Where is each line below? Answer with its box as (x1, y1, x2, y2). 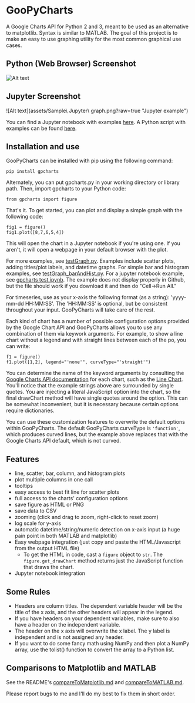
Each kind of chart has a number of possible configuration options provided (6, 318, 189, 325)
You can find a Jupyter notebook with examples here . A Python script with (6, 118, 186, 125)
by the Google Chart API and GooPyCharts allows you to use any (6, 324, 163, 331)
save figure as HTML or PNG (14, 501, 84, 508)
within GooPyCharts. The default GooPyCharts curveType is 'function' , (6, 424, 180, 432)
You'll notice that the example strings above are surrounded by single (6, 382, 174, 389)
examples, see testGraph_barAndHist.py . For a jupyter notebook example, (6, 270, 184, 277)
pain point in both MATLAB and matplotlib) (14, 533, 117, 540)
